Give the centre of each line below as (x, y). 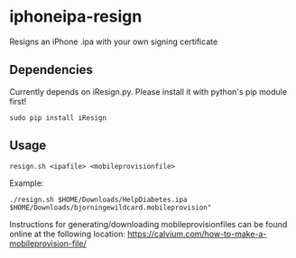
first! (18, 101)
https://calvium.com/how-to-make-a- (197, 234)
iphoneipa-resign (76, 17)
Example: (27, 183)
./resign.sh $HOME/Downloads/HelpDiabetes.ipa (98, 199)
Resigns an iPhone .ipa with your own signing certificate (114, 41)
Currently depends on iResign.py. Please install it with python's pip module (148, 91)
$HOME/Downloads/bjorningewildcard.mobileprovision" (111, 207)
